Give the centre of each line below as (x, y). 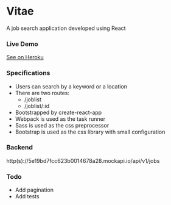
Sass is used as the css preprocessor (62, 125)
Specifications (28, 73)
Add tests (27, 196)
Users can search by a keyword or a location (71, 86)
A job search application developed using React (66, 28)
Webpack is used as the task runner (60, 119)
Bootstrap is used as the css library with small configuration (90, 132)
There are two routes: (42, 93)
